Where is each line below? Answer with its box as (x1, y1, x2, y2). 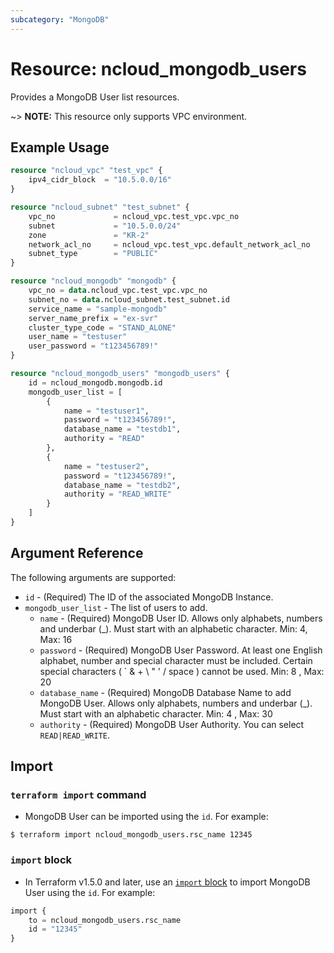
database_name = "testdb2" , (63, 480, 182, 490)
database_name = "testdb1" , (63, 424, 182, 435)
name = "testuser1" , (63, 406, 150, 416)
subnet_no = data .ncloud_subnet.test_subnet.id (28, 294, 230, 305)
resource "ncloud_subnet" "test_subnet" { (10, 202, 190, 212)
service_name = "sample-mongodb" (28, 304, 168, 314)
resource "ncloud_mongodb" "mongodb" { (10, 276, 177, 286)
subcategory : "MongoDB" (10, 14, 110, 25)
